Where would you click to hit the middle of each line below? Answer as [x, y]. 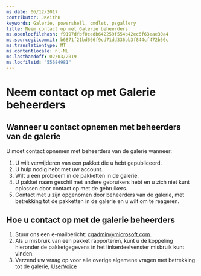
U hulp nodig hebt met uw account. [59, 169]
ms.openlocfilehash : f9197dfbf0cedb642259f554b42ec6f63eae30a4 [88, 34]
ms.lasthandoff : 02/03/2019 [42, 57]
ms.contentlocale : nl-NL [37, 51]
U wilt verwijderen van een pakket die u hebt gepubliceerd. [88, 163]
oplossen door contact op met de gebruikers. [71, 188]
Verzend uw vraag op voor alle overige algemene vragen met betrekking [105, 260]
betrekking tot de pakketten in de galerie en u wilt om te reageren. [97, 201]
